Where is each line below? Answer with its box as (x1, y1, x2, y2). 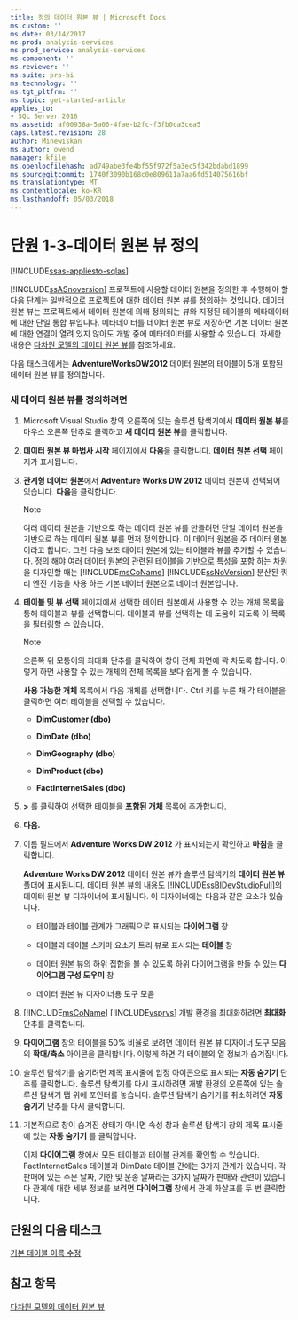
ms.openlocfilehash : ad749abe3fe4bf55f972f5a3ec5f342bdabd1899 (10, 162, 249, 170)
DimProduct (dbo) (35, 765, 105, 777)
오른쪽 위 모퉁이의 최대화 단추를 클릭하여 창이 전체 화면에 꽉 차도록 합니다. (22, 655, 278, 666)
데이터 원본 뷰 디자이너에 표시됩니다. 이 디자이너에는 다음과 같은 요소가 (22, 891, 267, 902)
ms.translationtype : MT (10, 178, 98, 187)
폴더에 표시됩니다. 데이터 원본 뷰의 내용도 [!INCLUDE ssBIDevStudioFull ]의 (22, 880, 283, 890)
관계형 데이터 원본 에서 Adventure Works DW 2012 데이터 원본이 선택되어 (22, 476, 281, 486)
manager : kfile (10, 153, 67, 162)
